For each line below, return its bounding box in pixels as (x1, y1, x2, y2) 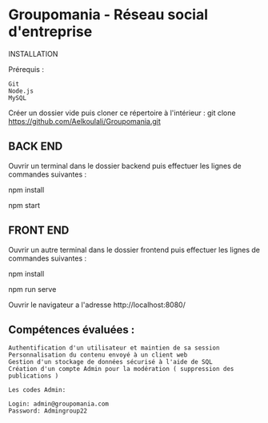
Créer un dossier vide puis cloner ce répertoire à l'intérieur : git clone (8, 108, 236, 118)
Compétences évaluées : (8, 322, 135, 337)
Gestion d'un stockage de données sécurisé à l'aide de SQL (8, 358, 214, 366)
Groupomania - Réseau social (8, 6, 209, 24)
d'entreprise (8, 22, 93, 41)
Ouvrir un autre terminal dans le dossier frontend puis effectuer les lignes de (8, 245, 260, 254)
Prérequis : (8, 64, 44, 74)
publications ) (8, 372, 59, 381)
